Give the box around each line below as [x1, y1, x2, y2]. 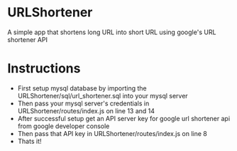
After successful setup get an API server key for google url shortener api [17, 114, 231, 123]
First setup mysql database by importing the [17, 83, 147, 93]
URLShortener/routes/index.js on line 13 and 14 [17, 106, 155, 115]
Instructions [7, 61, 81, 77]
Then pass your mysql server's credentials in [17, 99, 150, 108]
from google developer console [17, 122, 110, 130]
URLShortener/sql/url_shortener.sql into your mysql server [17, 91, 188, 100]
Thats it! [17, 137, 42, 145]
